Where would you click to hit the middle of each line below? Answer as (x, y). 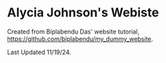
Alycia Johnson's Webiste (83, 13)
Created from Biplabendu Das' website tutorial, (73, 32)
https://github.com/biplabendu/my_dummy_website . (80, 38)
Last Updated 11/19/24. (39, 52)
